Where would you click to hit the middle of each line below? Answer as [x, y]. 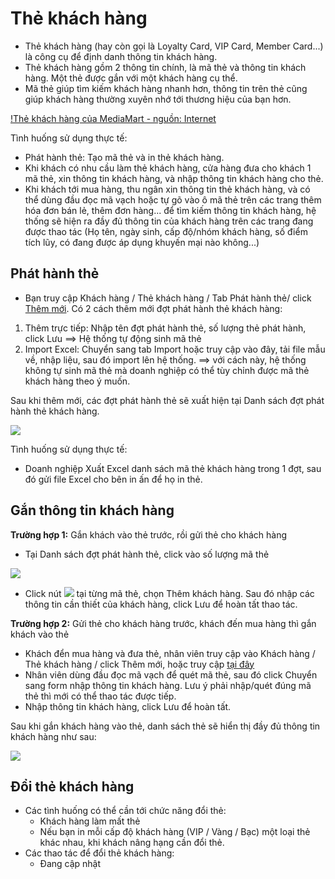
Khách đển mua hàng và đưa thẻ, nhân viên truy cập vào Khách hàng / [170, 653]
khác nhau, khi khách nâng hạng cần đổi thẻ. [132, 843]
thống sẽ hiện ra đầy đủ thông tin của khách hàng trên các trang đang [169, 221]
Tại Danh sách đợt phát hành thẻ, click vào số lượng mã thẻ [147, 554]
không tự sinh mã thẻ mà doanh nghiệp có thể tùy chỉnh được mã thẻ [167, 370]
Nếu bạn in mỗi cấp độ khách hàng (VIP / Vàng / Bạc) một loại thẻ [175, 832]
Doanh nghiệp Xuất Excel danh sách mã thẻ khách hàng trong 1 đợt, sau [173, 468]
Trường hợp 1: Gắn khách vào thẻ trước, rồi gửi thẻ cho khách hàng [149, 534]
